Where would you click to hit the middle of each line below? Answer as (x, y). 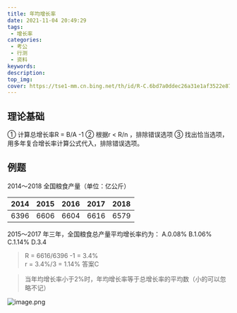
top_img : (20, 79)
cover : (17, 86)
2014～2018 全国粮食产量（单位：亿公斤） (69, 186)
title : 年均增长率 (32, 14)
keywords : (22, 66)
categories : (25, 40)
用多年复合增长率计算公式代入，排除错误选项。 (75, 143)
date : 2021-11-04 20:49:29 (47, 20)
